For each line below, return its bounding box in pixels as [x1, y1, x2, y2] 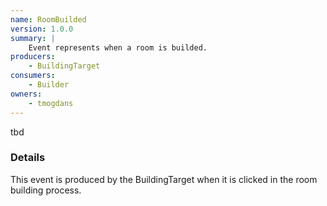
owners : [10, 89, 43, 99]
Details [10, 151, 46, 165]
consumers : [10, 71, 56, 81]
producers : [10, 52, 56, 62]
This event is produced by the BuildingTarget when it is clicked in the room [10, 173, 318, 185]
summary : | [10, 33, 56, 43]
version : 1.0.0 [10, 24, 74, 34]
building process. [10, 184, 82, 196]
